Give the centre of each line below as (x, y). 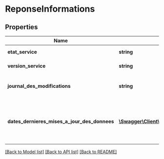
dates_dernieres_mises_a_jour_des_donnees (61, 121)
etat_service (22, 52)
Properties (21, 27)
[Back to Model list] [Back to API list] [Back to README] (61, 152)
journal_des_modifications (39, 86)
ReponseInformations (50, 9)
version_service (27, 66)
